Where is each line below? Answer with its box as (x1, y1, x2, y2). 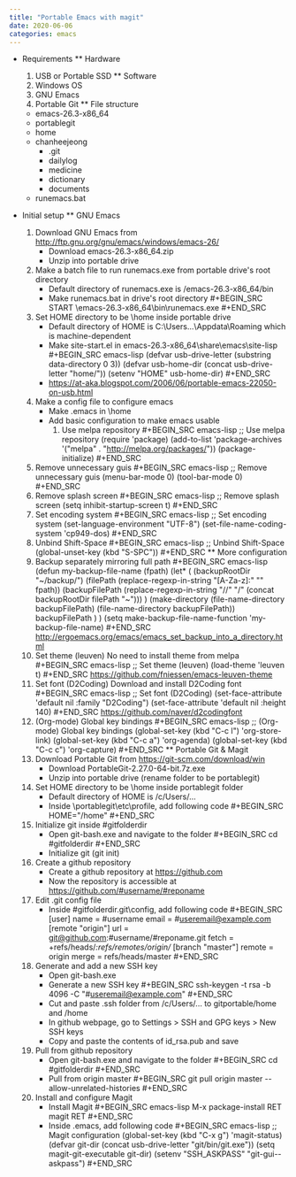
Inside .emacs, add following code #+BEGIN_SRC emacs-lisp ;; (48, 1120, 277, 1131)
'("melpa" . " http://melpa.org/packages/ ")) (61, 443, 216, 454)
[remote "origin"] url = (48, 923, 130, 934)
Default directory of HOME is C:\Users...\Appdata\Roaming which (48, 321, 286, 332)
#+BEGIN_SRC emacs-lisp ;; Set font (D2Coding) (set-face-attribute (34, 688, 283, 699)
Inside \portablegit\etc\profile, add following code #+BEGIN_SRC (48, 801, 285, 812)
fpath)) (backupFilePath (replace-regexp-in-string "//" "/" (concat (34, 585, 275, 596)
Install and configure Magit (34, 1092, 133, 1103)
